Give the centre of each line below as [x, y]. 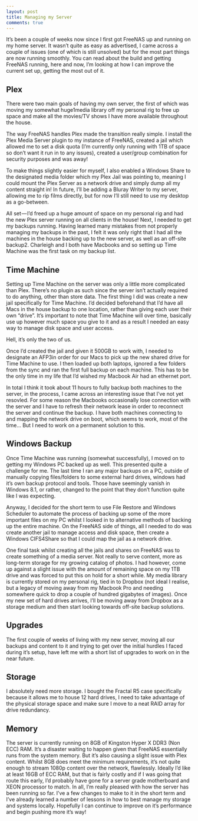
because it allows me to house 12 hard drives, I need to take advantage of [95, 697]
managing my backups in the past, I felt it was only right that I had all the [94, 232]
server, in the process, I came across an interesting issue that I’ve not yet [95, 394]
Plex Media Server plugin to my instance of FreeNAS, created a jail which [95, 140]
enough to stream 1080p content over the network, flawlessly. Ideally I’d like [98, 768]
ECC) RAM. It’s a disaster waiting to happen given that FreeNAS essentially [97, 749]
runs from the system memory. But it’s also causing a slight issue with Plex [97, 755]
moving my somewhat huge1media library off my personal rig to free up [93, 110]
